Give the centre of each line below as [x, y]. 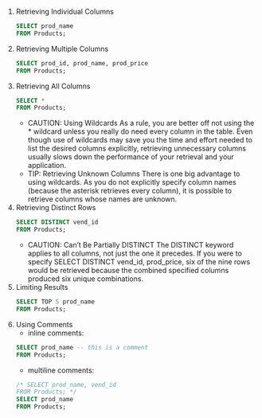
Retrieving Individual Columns [65, 12]
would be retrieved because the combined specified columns [128, 270]
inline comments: [56, 333]
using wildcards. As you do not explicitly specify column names [132, 182]
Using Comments [44, 324]
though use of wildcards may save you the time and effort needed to [140, 140]
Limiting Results [42, 287]
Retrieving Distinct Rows [56, 208]
